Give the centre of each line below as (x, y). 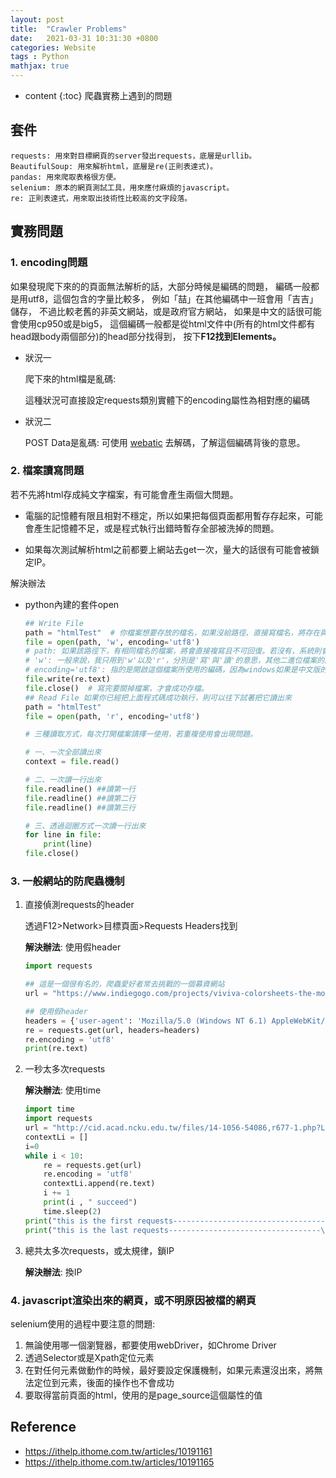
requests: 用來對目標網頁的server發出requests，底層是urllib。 (133, 156)
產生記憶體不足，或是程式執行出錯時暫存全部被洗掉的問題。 (156, 528)
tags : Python (40, 57)
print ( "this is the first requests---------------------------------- (175, 1221)
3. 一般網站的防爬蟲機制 (67, 881)
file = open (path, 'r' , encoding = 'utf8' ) (112, 716)
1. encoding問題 (49, 263)
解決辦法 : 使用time (63, 1090)
